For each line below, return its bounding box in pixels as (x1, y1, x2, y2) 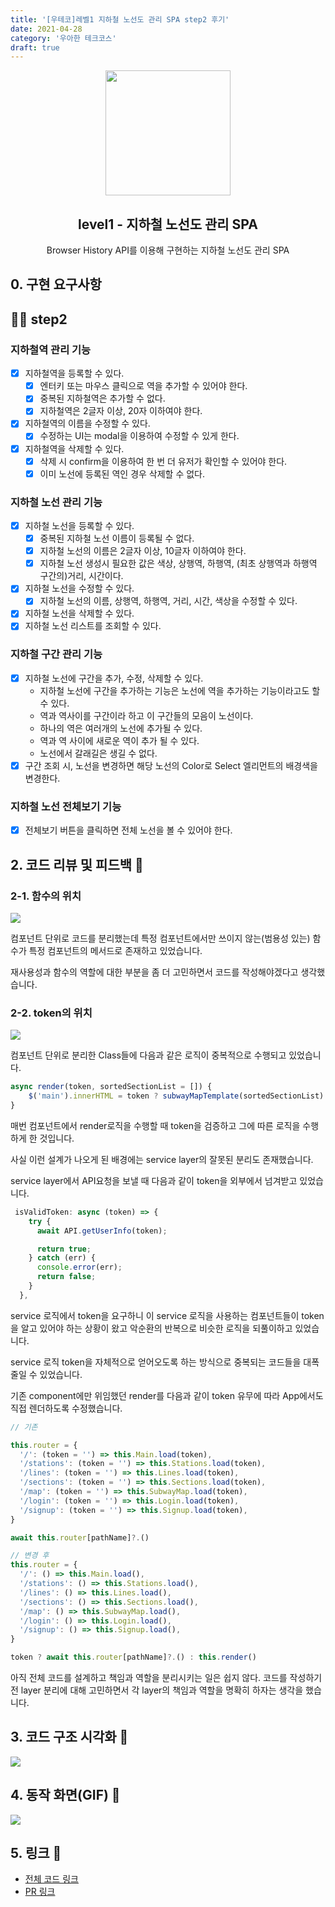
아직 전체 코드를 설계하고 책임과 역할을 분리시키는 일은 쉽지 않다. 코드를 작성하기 (10, 1672, 323, 1684)
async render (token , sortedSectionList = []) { (10, 1082, 213, 1092)
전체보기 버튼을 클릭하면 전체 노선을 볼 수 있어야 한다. (24, 824, 233, 836)
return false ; (36, 1272, 97, 1282)
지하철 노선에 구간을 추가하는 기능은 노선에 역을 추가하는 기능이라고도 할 (39, 684, 321, 696)
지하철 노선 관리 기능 (10, 495, 103, 509)
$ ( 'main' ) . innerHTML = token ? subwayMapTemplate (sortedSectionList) (28, 1091, 325, 1101)
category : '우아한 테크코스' (10, 33, 117, 43)
